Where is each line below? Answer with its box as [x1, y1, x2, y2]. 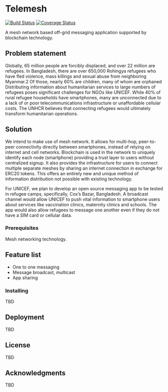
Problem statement [5, 49, 67, 58]
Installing [5, 287, 29, 294]
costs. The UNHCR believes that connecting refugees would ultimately [5, 105, 151, 111]
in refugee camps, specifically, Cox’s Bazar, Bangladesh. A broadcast [5, 191, 148, 197]
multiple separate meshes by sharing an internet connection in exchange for [5, 165, 163, 171]
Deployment [5, 313, 45, 322]
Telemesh [5, 3, 47, 15]
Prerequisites [5, 224, 39, 231]
